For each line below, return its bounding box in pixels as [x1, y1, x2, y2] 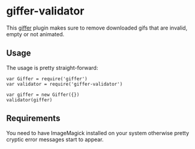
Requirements [6, 113, 60, 124]
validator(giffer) [6, 97, 53, 103]
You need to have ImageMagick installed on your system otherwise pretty [6, 129, 190, 136]
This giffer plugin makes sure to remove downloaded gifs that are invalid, [6, 24, 188, 31]
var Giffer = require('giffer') [6, 75, 88, 82]
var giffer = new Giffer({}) [6, 92, 80, 98]
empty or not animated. [6, 30, 65, 37]
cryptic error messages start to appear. [6, 136, 104, 143]
